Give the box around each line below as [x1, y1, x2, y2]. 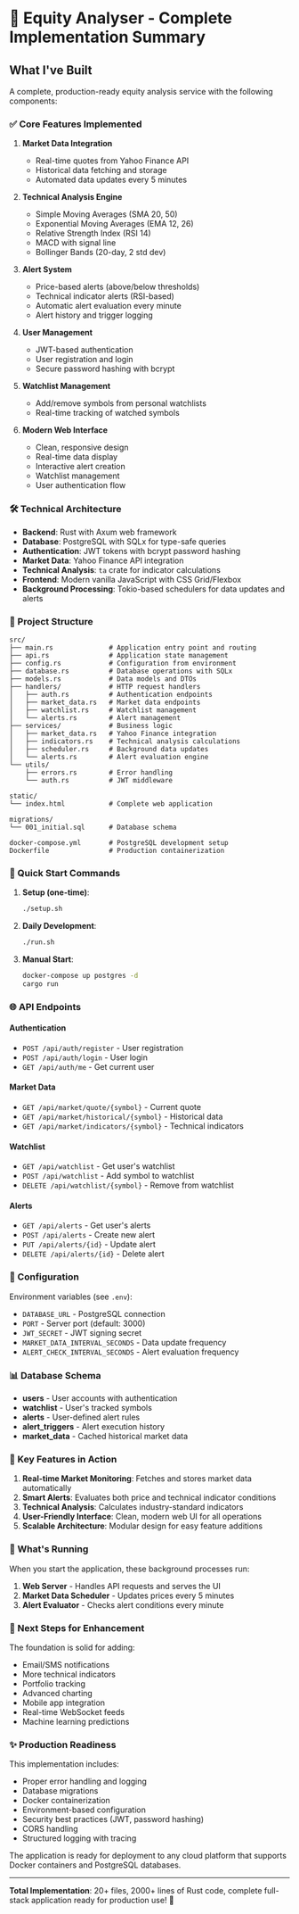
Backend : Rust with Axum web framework [21, 526, 177, 537]
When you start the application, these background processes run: [9, 1563, 250, 1574]
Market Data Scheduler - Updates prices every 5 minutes [21, 1590, 235, 1601]
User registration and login [35, 354, 133, 365]
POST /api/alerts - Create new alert [21, 1230, 156, 1240]
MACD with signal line [35, 237, 117, 248]
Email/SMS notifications [21, 1659, 109, 1670]
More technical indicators [21, 1669, 116, 1679]
